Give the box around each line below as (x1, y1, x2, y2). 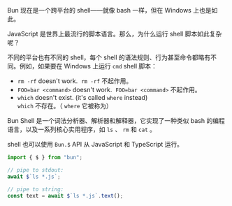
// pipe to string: (7, 186, 64, 193)
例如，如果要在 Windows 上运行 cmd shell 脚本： (19, 62, 157, 70)
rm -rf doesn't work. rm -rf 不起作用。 (17, 77, 133, 85)
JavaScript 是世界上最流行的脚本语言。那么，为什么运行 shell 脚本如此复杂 (7, 30, 222, 38)
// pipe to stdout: (7, 166, 64, 173)
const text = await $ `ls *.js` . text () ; (7, 192, 124, 199)
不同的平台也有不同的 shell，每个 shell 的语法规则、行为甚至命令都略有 (7, 53, 211, 61)
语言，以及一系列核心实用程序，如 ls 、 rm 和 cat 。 (7, 125, 156, 133)
